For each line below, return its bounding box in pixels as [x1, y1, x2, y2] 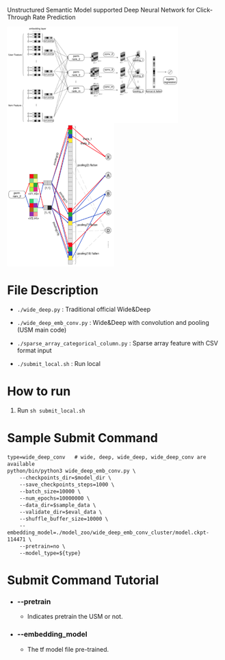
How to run [7, 384, 71, 400]
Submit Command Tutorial [7, 572, 159, 588]
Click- [196, 6, 213, 14]
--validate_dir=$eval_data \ [19, 509, 103, 515]
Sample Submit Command [7, 430, 159, 446]
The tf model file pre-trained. [27, 645, 109, 653]
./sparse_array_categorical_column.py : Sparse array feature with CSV [16, 339, 219, 347]
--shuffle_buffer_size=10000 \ [19, 515, 109, 522]
